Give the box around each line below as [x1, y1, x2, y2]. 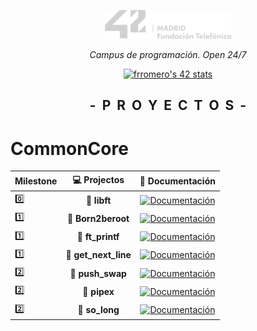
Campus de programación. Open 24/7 [89, 49, 247, 61]
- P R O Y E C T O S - [89, 97, 247, 114]
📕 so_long [77, 304, 120, 316]
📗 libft [85, 194, 112, 206]
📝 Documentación [139, 175, 216, 187]
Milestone [14, 175, 58, 187]
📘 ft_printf [76, 231, 120, 243]
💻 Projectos [72, 173, 125, 185]
